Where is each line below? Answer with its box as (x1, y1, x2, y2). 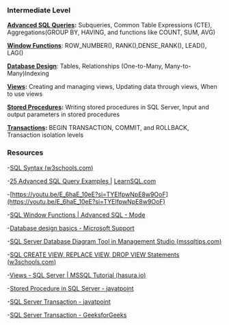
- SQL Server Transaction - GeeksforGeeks (7, 311, 127, 319)
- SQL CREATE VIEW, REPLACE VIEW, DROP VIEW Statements (7, 250, 180, 259)
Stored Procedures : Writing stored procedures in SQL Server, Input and (7, 103, 210, 112)
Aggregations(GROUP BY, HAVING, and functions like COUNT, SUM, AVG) (7, 28, 216, 36)
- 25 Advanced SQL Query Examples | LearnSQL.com (7, 177, 157, 185)
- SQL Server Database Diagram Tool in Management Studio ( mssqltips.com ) (7, 237, 222, 245)
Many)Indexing (7, 69, 49, 77)
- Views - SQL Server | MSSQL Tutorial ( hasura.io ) (7, 271, 146, 279)
